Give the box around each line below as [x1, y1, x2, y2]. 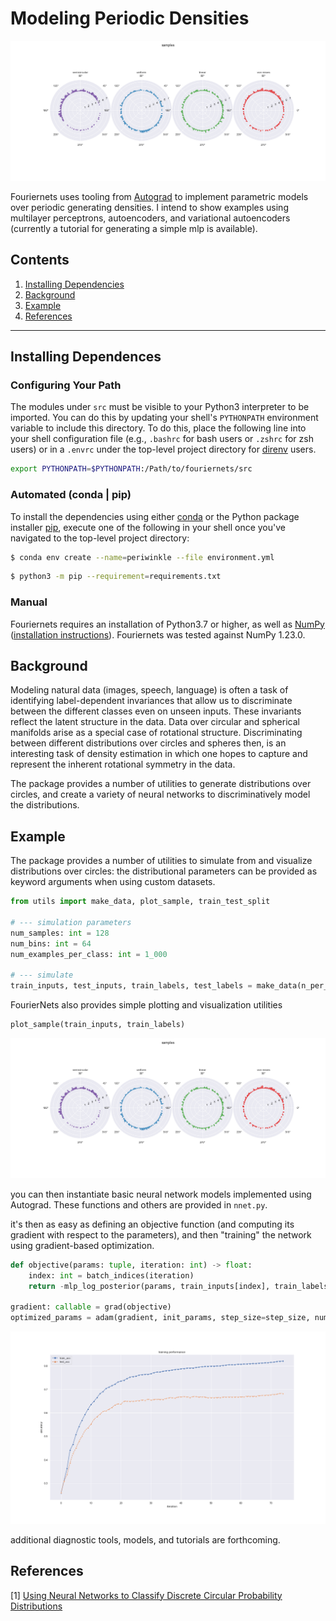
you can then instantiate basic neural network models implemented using [10, 1188, 312, 1200]
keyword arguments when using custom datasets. [10, 876, 216, 888]
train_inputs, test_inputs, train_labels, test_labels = [10, 981, 253, 991]
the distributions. [10, 799, 80, 811]
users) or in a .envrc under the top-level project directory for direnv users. [10, 443, 317, 456]
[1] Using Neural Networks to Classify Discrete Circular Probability [10, 1589, 283, 1601]
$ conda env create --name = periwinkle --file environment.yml [10, 552, 275, 562]
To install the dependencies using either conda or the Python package [10, 510, 300, 522]
